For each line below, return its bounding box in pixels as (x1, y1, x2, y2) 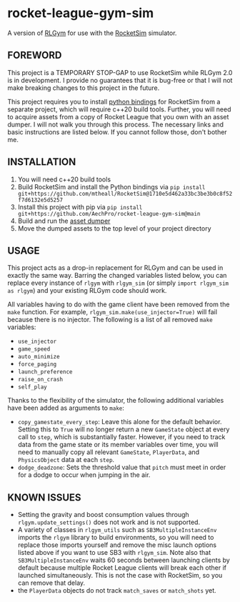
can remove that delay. (17, 578, 86, 587)
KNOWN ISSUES (7, 491, 81, 503)
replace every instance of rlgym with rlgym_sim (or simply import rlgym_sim (7, 279, 229, 287)
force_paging (17, 361, 57, 368)
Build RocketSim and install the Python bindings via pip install (17, 182, 206, 191)
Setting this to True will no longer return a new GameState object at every (17, 425, 230, 433)
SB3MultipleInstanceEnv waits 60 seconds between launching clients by (17, 556, 230, 565)
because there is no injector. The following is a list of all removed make (7, 316, 213, 324)
